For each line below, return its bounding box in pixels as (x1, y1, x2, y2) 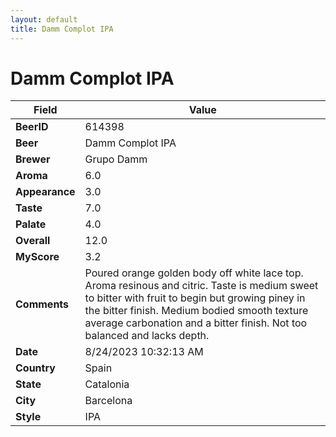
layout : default (10, 14, 78, 25)
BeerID (15, 120, 49, 134)
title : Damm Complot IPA (10, 24, 114, 34)
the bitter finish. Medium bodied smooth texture (84, 304, 309, 318)
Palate (15, 217, 47, 231)
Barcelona (84, 394, 133, 408)
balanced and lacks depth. (84, 329, 210, 343)
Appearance (15, 185, 76, 199)
